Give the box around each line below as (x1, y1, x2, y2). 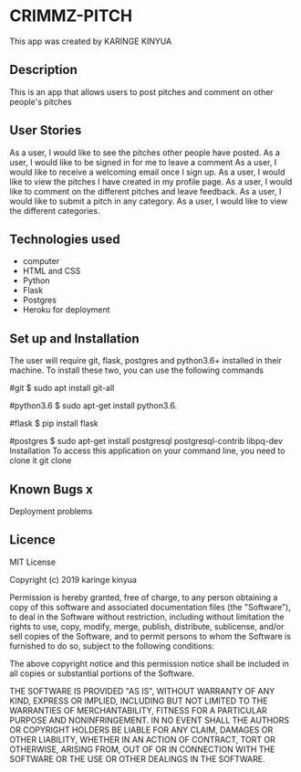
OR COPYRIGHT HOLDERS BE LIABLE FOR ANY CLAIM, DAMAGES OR (9, 724, 274, 735)
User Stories (9, 122, 82, 138)
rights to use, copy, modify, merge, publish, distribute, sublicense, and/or (9, 620, 285, 631)
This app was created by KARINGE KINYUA (9, 36, 172, 47)
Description (9, 62, 78, 78)
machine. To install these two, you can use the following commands (9, 365, 265, 375)
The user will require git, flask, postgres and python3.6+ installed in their (9, 355, 283, 366)
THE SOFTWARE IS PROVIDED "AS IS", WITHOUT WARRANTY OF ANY (9, 685, 275, 696)
